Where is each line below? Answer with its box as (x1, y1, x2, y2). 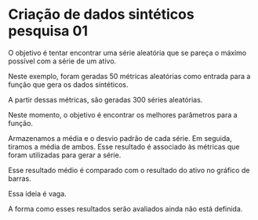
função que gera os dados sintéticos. (8, 80, 129, 89)
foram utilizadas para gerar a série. (8, 150, 122, 160)
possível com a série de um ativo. (8, 56, 117, 66)
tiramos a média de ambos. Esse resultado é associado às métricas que (8, 142, 240, 151)
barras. (8, 174, 31, 183)
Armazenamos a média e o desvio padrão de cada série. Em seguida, (8, 133, 233, 142)
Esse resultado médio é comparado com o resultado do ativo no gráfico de (8, 165, 250, 175)
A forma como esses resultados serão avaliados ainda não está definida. (8, 204, 243, 213)
